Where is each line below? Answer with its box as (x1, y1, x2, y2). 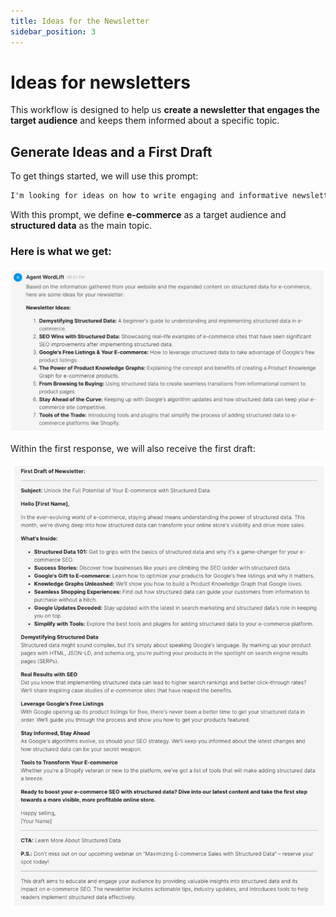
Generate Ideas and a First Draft (10, 143, 213, 160)
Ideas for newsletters (10, 71, 191, 94)
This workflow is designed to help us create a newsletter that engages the (10, 104, 320, 116)
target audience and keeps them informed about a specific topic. (10, 115, 280, 127)
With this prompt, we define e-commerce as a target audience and (10, 209, 287, 221)
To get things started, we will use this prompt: (10, 170, 199, 182)
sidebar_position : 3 (10, 26, 97, 37)
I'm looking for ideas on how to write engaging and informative (10, 191, 288, 201)
